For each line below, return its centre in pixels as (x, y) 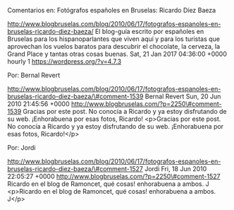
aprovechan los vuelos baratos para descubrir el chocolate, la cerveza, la (114, 46)
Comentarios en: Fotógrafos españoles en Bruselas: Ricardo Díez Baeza (112, 10)
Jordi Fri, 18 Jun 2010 (175, 169)
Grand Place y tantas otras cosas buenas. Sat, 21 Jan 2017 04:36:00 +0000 (117, 54)
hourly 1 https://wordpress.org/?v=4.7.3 (64, 62)
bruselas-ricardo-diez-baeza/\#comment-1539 (75, 96)
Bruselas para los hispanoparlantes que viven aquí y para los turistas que (114, 39)
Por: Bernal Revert (34, 75)
